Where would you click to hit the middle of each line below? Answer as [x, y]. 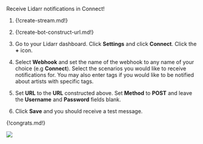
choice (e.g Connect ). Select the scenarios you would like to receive [101, 68]
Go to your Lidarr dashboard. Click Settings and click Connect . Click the [106, 44]
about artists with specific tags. [54, 81]
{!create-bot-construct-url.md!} [54, 32]
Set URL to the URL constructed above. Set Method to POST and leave [104, 93]
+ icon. [24, 50]
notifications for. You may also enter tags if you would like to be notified [105, 75]
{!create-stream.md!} [42, 20]
